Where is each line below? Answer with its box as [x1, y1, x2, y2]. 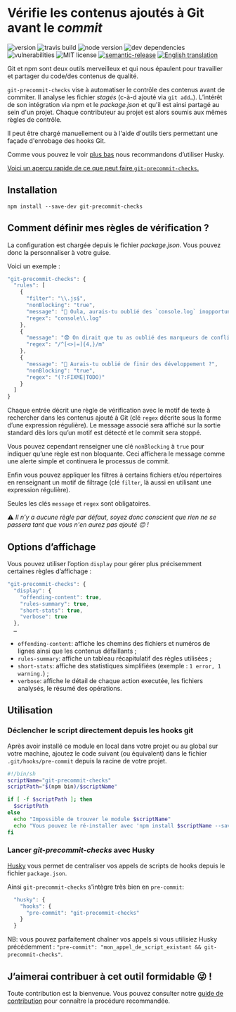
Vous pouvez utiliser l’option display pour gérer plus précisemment [7, 560, 202, 568]
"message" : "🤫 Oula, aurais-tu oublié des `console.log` [25, 308, 197, 315]
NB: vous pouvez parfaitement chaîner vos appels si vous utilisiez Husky [7, 935, 218, 944]
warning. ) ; [17, 669, 49, 677]
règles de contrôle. [7, 115, 62, 124]
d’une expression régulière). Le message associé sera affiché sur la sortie [7, 421, 221, 430]
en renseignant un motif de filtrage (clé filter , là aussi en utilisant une [7, 478, 212, 487]
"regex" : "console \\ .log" [25, 315, 102, 322]
